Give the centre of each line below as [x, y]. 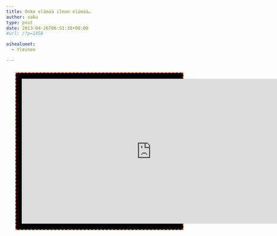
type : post [20, 22]
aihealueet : [21, 44]
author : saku [22, 17]
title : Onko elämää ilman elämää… [49, 12]
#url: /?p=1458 [25, 34]
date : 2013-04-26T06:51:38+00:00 [47, 28]
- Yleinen [23, 50]
